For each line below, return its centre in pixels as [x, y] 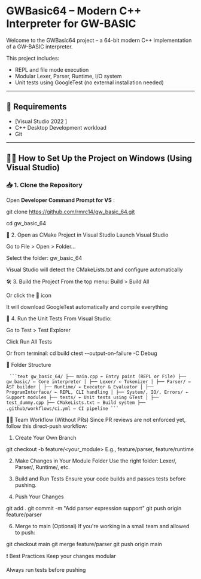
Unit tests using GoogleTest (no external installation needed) [89, 82]
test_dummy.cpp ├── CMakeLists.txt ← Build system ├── [76, 403]
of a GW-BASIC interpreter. [39, 47]
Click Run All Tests [29, 342]
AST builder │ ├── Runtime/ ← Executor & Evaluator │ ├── [80, 387]
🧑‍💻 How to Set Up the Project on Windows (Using [99, 159]
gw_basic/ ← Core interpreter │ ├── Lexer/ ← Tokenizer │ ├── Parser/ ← [99, 382]
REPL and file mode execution [52, 69]
